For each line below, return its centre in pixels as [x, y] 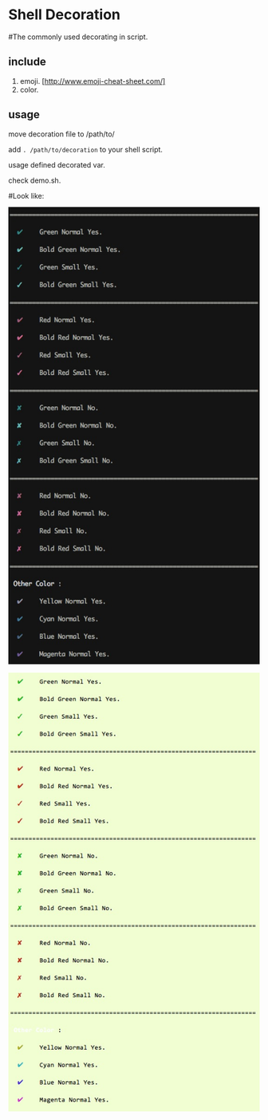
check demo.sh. [35, 180]
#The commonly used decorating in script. [78, 37]
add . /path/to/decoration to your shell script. [86, 149]
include [27, 62]
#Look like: [26, 195]
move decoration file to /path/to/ [62, 134]
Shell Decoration [65, 15]
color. [29, 89]
